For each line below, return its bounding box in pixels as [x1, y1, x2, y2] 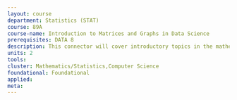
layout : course [7, 10, 52, 18]
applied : [7, 75, 33, 83]
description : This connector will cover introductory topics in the [7, 43, 213, 50]
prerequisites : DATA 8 [7, 37, 74, 44]
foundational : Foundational [7, 69, 90, 76]
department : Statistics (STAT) [7, 17, 99, 24]
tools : [7, 56, 27, 63]
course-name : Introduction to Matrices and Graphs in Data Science [7, 30, 210, 37]
